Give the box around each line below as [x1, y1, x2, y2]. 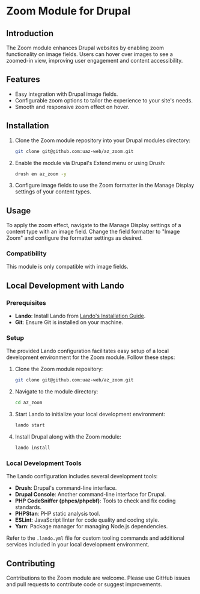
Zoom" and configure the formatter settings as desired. [6, 234, 143, 242]
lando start [14, 422, 45, 428]
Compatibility [6, 249, 47, 258]
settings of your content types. [14, 188, 92, 195]
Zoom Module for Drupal [6, 4, 131, 18]
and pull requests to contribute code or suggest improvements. [6, 581, 163, 588]
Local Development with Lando [6, 280, 124, 290]
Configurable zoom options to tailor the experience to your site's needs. [14, 96, 193, 104]
